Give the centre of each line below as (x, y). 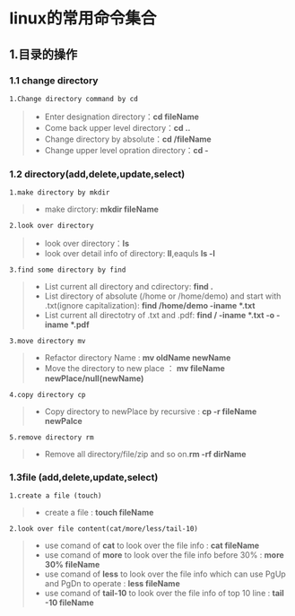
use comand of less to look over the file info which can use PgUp (165, 574)
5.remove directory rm (52, 438)
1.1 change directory (54, 80)
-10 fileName (69, 603)
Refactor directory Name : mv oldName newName (138, 358)
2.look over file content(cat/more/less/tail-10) (104, 529)
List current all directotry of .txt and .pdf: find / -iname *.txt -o (160, 316)
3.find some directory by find (68, 270)
